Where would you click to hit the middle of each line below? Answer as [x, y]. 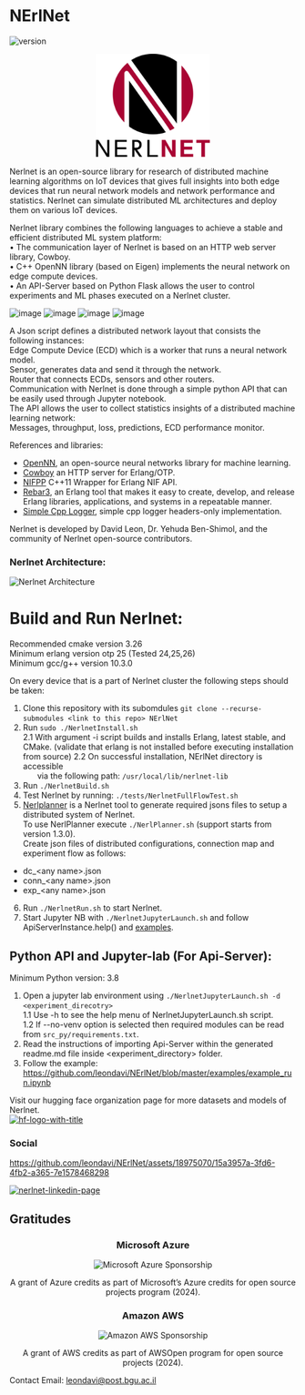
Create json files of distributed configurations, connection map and [148, 844]
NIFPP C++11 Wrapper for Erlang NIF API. [100, 482]
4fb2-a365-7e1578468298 [59, 1173]
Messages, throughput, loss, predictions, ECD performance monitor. [137, 427]
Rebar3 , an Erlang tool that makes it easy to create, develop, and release [159, 492]
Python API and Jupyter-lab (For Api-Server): [141, 956]
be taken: [27, 691]
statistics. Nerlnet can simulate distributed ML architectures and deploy [143, 200]
